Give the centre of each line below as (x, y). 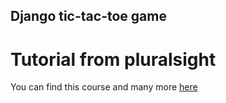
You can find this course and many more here (104, 87)
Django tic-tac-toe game (88, 16)
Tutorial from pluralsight (113, 59)
